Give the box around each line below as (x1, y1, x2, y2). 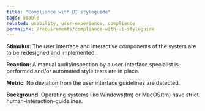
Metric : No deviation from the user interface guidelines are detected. (6, 79, 181, 87)
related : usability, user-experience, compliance (6, 20, 136, 26)
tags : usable (6, 15, 40, 21)
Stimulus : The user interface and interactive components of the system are (6, 43, 196, 50)
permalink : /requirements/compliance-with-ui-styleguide (6, 26, 155, 32)
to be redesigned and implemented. (6, 49, 97, 57)
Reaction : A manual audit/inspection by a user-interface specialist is (6, 61, 179, 68)
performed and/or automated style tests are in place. (6, 68, 140, 75)
